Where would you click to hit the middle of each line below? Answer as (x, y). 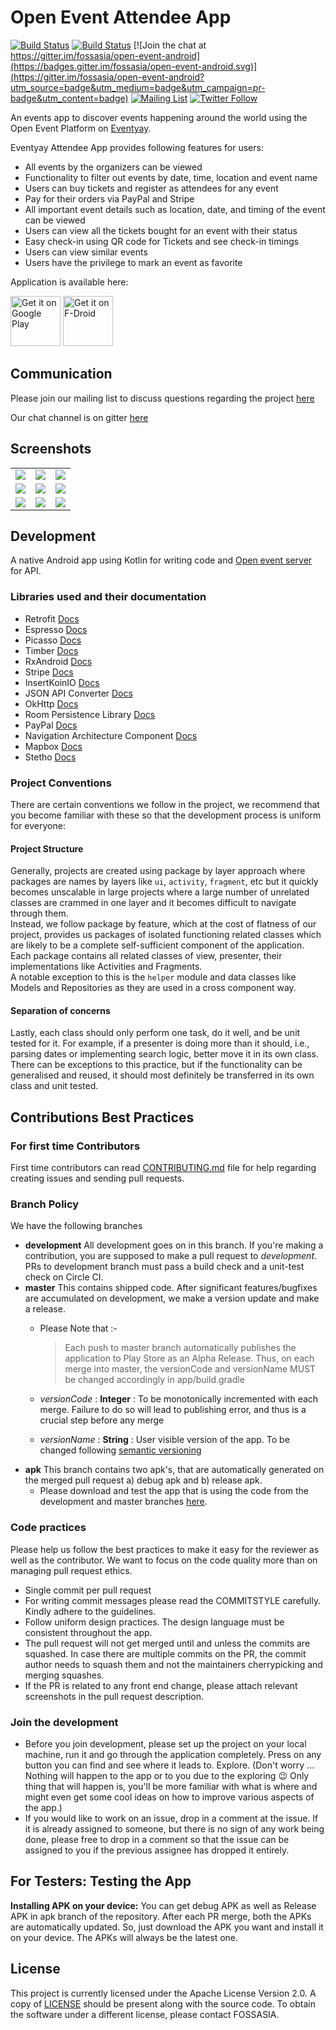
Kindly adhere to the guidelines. (90, 1611)
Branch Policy (45, 1204)
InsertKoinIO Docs (62, 682)
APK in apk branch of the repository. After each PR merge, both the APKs (161, 1916)
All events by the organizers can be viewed (113, 167)
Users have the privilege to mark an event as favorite (133, 262)
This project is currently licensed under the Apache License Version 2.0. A (163, 1993)
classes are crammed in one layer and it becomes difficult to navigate (153, 903)
